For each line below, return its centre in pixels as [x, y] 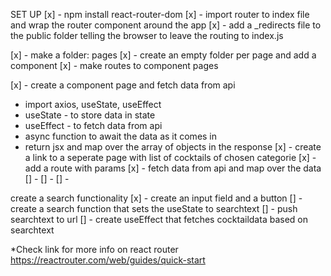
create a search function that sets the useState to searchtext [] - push [154, 208]
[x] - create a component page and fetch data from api [123, 85]
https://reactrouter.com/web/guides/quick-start [108, 260]
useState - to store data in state [90, 115]
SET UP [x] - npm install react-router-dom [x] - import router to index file [160, 14]
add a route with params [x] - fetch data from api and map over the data [173, 168]
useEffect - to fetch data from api [93, 125]
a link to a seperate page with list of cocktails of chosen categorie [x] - [170, 157]
